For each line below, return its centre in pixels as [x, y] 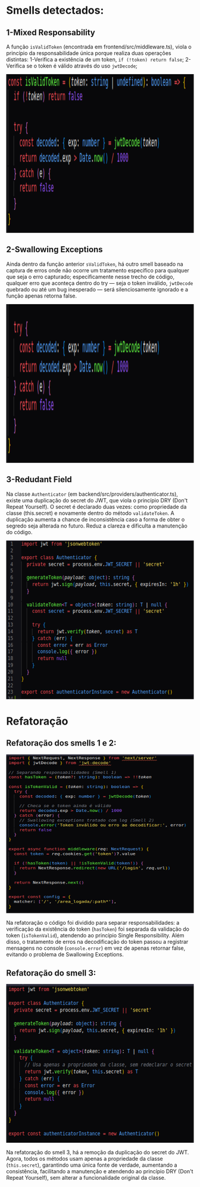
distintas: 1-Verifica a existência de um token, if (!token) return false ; [95, 59]
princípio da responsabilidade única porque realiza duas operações [89, 53]
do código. [19, 532]
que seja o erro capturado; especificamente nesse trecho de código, [90, 277]
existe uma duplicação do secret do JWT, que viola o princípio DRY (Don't [97, 500]
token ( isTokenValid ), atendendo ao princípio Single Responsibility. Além [95, 935]
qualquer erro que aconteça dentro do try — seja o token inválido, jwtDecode [100, 283]
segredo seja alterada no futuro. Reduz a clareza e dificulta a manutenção [97, 526]
